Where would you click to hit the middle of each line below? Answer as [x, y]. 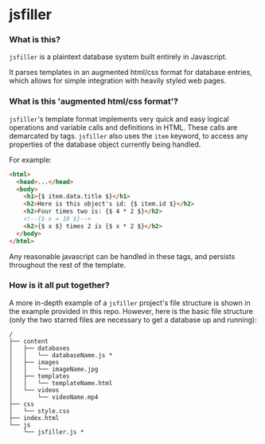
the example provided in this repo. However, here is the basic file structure [131, 311]
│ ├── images [34, 362]
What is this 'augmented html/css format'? [94, 101]
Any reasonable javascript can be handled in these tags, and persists [122, 256]
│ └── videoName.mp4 [54, 397]
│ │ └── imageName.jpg [54, 369]
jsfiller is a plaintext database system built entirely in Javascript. [118, 57]
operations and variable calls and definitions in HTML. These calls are [123, 127]
